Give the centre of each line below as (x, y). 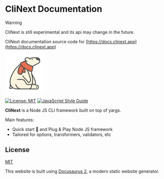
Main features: (20, 120)
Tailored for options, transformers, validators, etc (61, 134)
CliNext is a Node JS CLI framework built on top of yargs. (63, 110)
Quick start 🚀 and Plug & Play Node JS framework (62, 129)
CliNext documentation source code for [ (46, 41)
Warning (13, 23)
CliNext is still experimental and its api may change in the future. (70, 32)
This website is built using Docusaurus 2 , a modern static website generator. (82, 171)
